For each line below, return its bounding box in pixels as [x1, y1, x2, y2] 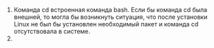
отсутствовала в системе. [13, 27, 91, 35]
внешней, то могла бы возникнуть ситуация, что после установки [13, 13, 208, 21]
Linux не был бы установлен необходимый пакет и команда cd [13, 20, 199, 28]
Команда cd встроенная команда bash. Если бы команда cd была [13, 6, 208, 14]
